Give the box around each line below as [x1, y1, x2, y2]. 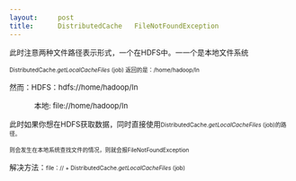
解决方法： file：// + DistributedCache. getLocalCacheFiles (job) [9, 162, 186, 172]
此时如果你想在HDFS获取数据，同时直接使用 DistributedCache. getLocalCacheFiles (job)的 [9, 118, 282, 129]
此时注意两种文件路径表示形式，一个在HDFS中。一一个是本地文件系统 [9, 47, 249, 57]
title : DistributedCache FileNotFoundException [9, 22, 220, 30]
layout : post [9, 13, 75, 22]
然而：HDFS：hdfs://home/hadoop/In [9, 82, 139, 92]
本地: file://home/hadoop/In [33, 100, 129, 110]
